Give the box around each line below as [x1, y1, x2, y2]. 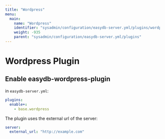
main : [9, 16, 21, 21]
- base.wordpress [14, 106, 50, 112]
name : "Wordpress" [14, 21, 52, 26]
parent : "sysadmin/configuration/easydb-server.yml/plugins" [14, 35, 141, 40]
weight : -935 [14, 30, 41, 35]
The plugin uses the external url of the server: [5, 116, 98, 121]
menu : [5, 12, 16, 17]
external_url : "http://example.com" [9, 129, 84, 135]
